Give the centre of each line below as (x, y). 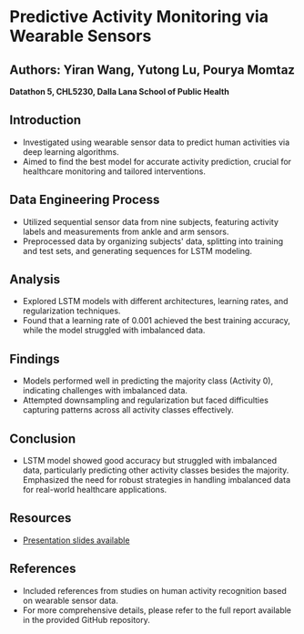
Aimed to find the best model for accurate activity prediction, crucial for (157, 161)
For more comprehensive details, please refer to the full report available (157, 610)
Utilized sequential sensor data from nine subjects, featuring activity (151, 221)
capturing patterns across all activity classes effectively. (128, 410)
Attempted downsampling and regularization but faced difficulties (145, 400)
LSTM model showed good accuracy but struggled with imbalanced (150, 461)
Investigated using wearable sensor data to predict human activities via (156, 142)
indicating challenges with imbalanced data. (105, 391)
